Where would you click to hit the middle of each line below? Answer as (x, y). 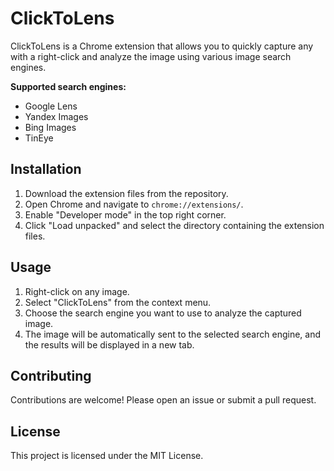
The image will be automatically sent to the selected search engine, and (172, 334)
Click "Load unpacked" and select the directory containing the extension (174, 225)
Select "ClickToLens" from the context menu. (118, 302)
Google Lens (51, 106)
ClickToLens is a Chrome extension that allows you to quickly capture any (162, 46)
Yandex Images (56, 116)
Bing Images (50, 127)
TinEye (39, 138)
